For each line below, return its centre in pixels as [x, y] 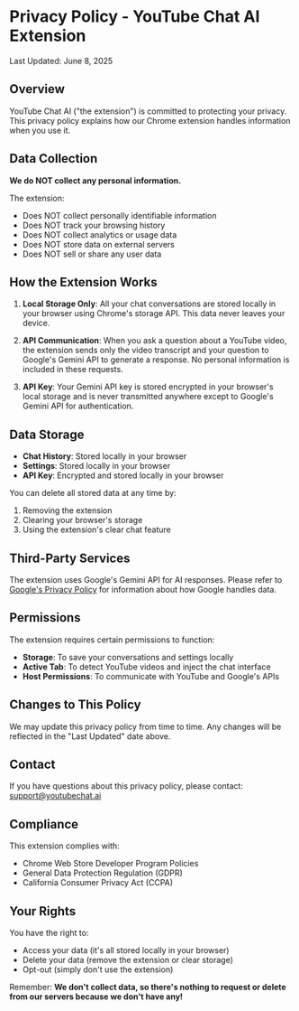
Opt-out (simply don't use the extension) [98, 969]
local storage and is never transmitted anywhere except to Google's [148, 397]
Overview [37, 89]
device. [36, 323]
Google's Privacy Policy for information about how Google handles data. [143, 590]
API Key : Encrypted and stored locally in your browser [123, 475]
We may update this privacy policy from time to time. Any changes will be [145, 726]
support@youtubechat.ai [55, 796]
